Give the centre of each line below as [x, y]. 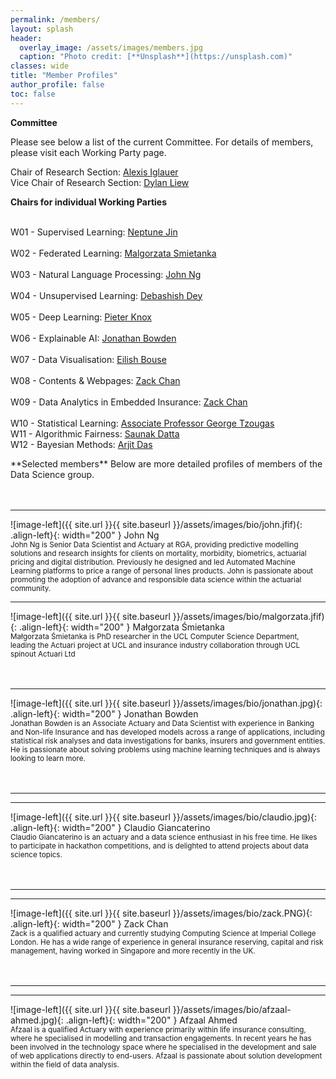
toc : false [33, 94]
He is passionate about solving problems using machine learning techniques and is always [165, 749]
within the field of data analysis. [65, 1064]
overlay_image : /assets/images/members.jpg [111, 47]
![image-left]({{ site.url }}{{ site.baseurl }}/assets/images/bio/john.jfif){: [156, 524]
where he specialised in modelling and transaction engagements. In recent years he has [161, 1038]
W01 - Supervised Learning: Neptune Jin [94, 232]
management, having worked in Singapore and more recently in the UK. [133, 951]
